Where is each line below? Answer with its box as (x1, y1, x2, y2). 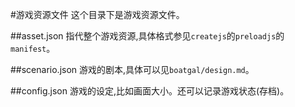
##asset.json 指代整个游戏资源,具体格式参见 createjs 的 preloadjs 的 (10, 30, 285, 42)
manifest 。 (10, 43, 56, 54)
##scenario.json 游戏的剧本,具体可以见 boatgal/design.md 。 (10, 64, 255, 75)
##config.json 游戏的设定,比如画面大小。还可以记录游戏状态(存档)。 (10, 85, 290, 97)
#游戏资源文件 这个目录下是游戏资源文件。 (10, 9, 185, 20)
